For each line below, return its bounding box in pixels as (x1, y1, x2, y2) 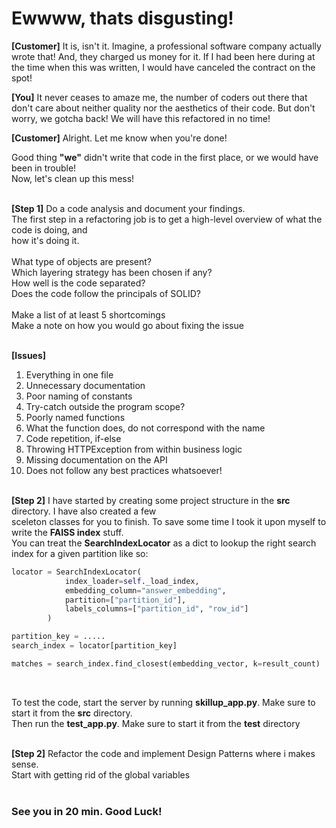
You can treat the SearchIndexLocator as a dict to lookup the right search (11, 537, 317, 549)
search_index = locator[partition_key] (11, 641, 178, 651)
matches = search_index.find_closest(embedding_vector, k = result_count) (11, 658, 321, 669)
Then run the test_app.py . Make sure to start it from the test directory (11, 717, 301, 729)
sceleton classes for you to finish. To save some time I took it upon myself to (11, 515, 327, 527)
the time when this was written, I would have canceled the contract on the (11, 61, 316, 73)
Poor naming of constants (25, 390, 133, 402)
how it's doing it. (11, 234, 80, 246)
